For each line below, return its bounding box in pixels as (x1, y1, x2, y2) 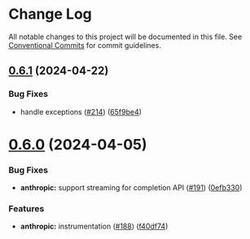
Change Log (8, 5, 92, 24)
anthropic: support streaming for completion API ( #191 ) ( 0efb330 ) (20, 183, 243, 193)
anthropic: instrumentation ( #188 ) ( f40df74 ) (20, 221, 169, 232)
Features (8, 203, 45, 215)
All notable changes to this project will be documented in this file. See (8, 32, 243, 41)
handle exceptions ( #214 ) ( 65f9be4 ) (20, 106, 143, 116)
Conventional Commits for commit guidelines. (8, 40, 161, 50)
